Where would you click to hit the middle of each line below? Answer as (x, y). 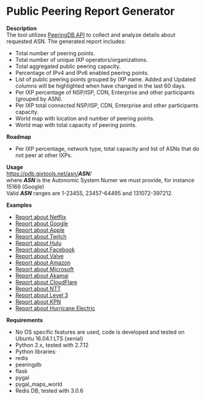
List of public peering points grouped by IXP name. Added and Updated (105, 79)
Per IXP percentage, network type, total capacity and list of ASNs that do (107, 148)
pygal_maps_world (39, 384)
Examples (19, 205)
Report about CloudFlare (46, 282)
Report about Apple (40, 230)
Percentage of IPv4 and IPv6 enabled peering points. (82, 72)
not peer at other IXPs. (43, 155)
